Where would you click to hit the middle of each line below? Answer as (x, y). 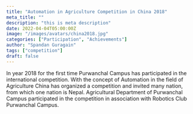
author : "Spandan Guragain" (41, 45)
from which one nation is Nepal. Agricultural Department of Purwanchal (94, 92)
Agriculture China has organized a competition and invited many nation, (95, 86)
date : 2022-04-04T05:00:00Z (41, 28)
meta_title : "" (25, 17)
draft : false (22, 56)
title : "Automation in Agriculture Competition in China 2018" (87, 12)
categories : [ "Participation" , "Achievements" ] (67, 39)
